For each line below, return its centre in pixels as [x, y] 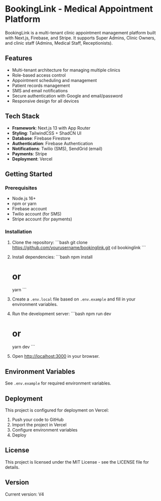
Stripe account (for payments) [42, 219]
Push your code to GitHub [38, 420]
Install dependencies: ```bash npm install [52, 257]
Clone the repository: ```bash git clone [50, 242]
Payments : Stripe [29, 153]
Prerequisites [21, 188]
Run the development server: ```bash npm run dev [61, 314]
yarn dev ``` [23, 347]
